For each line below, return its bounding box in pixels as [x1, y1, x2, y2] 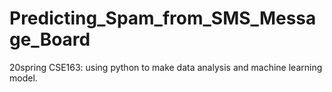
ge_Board [9, 28, 91, 51]
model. [9, 72, 38, 84]
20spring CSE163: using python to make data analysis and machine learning [9, 61, 323, 73]
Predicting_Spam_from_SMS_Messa [9, 7, 317, 30]
